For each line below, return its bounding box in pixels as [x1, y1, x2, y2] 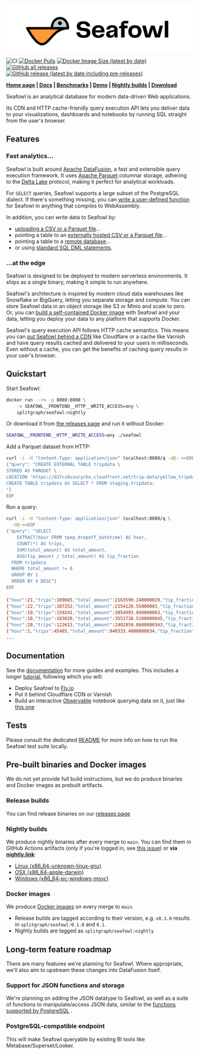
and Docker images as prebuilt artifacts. [6, 782, 104, 789]
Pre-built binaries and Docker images [6, 759, 147, 769]
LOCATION [6, 474, 28, 480]
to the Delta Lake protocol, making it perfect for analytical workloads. [6, 178, 175, 185]
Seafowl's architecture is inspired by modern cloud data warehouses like [6, 290, 184, 297]
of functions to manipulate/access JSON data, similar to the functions [6, 1001, 176, 1008]
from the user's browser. [6, 117, 66, 124]
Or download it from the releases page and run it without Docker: [6, 420, 165, 427]
